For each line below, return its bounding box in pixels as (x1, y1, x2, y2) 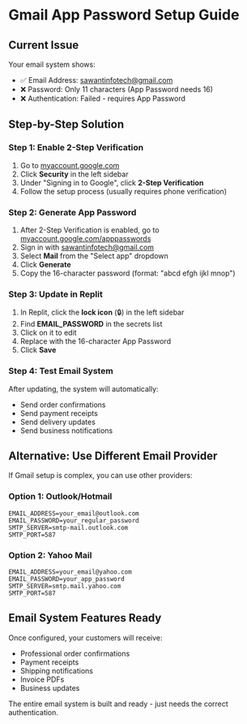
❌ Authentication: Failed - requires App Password (19, 93, 186, 103)
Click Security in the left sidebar (19, 169, 129, 179)
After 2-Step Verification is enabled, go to (19, 225, 160, 235)
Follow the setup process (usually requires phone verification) (19, 186, 227, 196)
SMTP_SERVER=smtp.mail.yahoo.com (8, 582, 121, 590)
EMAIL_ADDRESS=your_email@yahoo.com (8, 567, 132, 576)
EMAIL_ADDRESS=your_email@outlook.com (8, 509, 139, 518)
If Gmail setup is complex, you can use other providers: (8, 470, 193, 480)
